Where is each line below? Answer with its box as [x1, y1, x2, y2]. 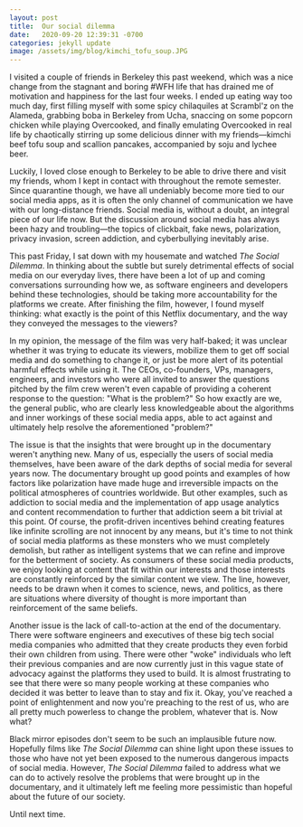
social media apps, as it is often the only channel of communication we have [9, 195, 294, 206]
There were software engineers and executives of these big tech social [9, 630, 274, 641]
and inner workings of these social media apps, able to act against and [9, 412, 273, 423]
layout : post [9, 13, 59, 23]
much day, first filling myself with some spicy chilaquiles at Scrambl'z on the [9, 100, 294, 111]
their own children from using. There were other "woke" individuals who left [9, 649, 292, 660]
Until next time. [9, 809, 66, 820]
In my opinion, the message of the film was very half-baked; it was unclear [9, 335, 288, 346]
